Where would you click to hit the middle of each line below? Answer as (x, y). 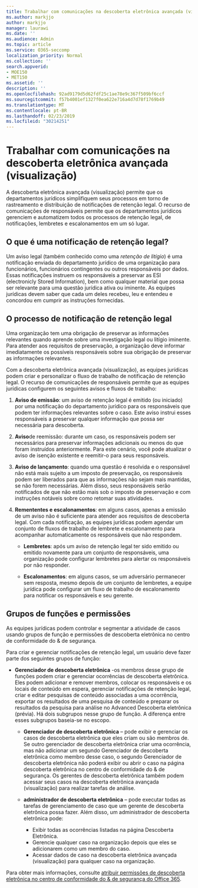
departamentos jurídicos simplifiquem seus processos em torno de (88, 199)
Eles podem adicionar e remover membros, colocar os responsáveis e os (103, 682)
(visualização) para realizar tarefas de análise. (79, 788)
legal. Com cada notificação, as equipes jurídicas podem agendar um (99, 522)
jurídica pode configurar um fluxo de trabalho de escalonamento (102, 589)
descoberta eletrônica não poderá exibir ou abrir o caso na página (104, 763)
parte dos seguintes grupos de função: (54, 658)
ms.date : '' (21, 34)
